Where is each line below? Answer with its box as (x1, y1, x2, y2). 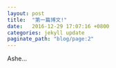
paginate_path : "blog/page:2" (7, 36, 95, 43)
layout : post (7, 10, 45, 17)
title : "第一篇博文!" (7, 16, 68, 23)
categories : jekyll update (7, 29, 85, 36)
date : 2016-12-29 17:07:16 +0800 (7, 23, 110, 30)
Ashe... (7, 54, 28, 63)
